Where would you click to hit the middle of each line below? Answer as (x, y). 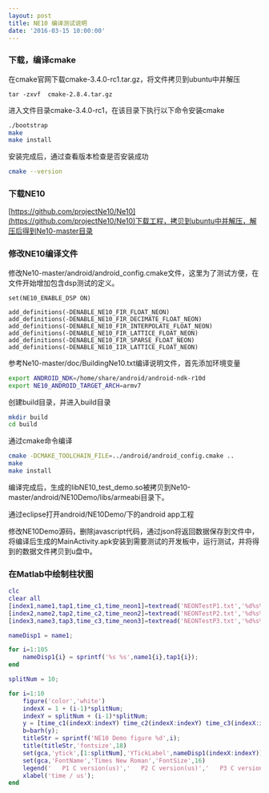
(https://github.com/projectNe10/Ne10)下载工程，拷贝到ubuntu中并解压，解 (133, 221)
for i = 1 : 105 (28, 650)
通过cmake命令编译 (40, 441)
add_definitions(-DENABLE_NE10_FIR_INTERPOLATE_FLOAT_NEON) (111, 326)
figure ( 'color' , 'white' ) (64, 701)
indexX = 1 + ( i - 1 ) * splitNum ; (73, 708)
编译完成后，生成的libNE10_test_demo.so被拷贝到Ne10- (99, 487)
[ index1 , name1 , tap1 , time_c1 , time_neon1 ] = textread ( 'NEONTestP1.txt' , (125, 606)
